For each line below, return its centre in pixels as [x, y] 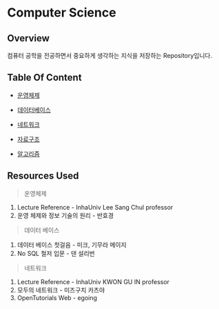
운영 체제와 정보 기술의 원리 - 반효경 [65, 215]
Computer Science [62, 13]
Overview [29, 38]
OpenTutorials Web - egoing [57, 297]
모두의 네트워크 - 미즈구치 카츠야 [61, 290]
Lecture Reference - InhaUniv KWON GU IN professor [93, 281]
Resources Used [43, 176]
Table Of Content [44, 78]
